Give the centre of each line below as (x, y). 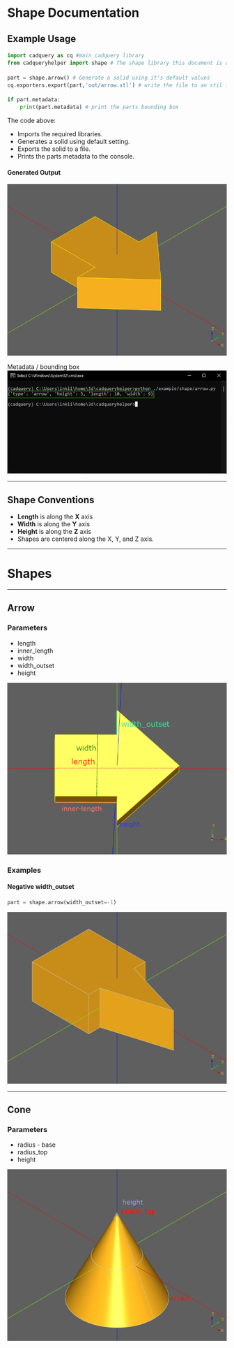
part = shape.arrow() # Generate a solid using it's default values (109, 78)
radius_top (32, 1152)
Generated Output (34, 172)
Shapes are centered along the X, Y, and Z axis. (86, 539)
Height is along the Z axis (54, 531)
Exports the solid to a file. (54, 149)
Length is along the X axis (55, 516)
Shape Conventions (51, 500)
